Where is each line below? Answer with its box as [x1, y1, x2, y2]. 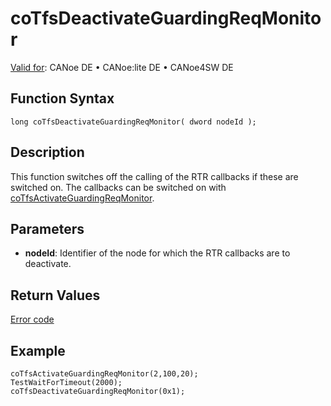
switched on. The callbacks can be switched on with [10, 181, 227, 193]
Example [10, 342, 66, 359]
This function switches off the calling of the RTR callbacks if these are [10, 170, 299, 182]
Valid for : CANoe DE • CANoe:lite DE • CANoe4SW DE [10, 61, 234, 73]
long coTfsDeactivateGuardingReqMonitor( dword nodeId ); [10, 117, 257, 127]
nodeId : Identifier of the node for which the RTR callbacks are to [24, 247, 291, 259]
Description [10, 144, 85, 161]
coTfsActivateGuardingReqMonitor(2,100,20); [10, 369, 199, 379]
